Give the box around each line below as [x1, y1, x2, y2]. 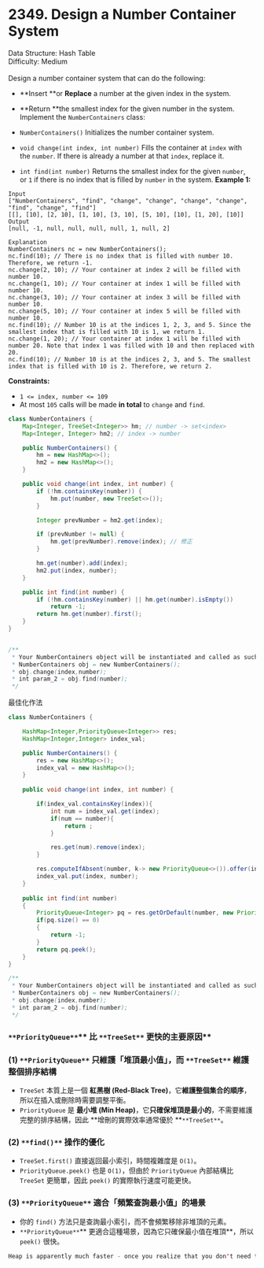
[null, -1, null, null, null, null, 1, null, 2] [8, 224, 170, 232]
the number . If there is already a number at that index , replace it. [19, 151, 225, 161]
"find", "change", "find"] [8, 203, 97, 212]
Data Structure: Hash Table [8, 48, 96, 57]
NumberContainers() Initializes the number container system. [19, 128, 214, 137]
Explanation [8, 238, 47, 246]
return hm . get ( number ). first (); [36, 610, 143, 618]
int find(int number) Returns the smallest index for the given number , [19, 166, 246, 176]
